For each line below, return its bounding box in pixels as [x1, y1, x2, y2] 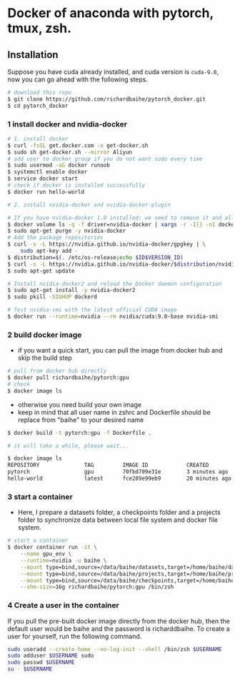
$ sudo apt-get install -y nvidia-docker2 [7, 287, 136, 294]
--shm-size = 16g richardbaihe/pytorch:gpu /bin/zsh [20, 583, 174, 590]
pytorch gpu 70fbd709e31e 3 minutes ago [7, 468, 229, 476]
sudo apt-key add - [20, 248, 79, 255]
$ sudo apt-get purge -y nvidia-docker [7, 227, 126, 235]
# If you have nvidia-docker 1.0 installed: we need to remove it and [7, 214, 222, 221]
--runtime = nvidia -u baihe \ [20, 557, 107, 564]
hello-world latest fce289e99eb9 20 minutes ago [7, 475, 232, 483]
